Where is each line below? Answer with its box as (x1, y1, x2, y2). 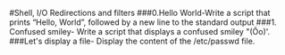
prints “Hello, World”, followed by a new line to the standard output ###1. (9, 17, 277, 27)
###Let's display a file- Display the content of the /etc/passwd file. (9, 35, 256, 46)
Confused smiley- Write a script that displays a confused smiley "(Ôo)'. (9, 27, 271, 36)
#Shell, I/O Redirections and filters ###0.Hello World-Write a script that (9, 8, 271, 18)
